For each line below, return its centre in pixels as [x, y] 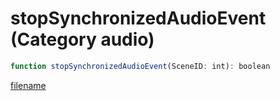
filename [28, 85]
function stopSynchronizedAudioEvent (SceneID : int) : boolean [140, 66]
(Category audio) [82, 39]
